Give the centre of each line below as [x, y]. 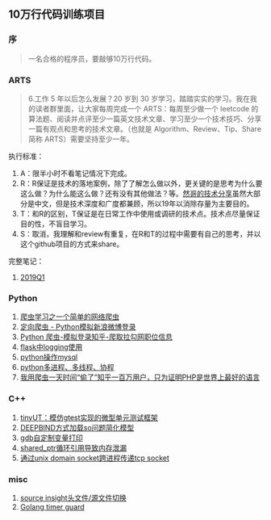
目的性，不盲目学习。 [55, 224]
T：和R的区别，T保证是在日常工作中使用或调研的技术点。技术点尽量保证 [140, 213]
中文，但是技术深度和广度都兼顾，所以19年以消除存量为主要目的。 [144, 203]
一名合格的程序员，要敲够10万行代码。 [92, 58]
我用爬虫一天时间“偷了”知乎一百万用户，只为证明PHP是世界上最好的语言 [140, 377]
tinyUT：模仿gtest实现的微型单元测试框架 [89, 417]
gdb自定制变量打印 [51, 438]
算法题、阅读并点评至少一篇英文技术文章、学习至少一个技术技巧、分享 [145, 119]
